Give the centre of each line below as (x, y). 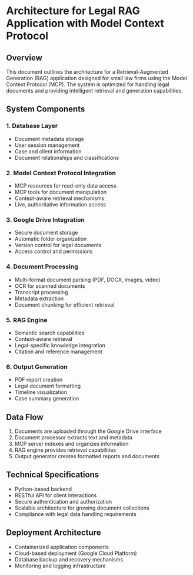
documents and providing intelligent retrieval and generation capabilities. (94, 91)
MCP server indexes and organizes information (71, 443)
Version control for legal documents (58, 245)
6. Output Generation (37, 367)
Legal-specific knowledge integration (60, 345)
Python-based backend (43, 489)
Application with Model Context (85, 23)
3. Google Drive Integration (46, 219)
